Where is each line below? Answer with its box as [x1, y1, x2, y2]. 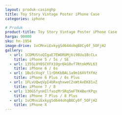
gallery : [5, 47, 23, 53]
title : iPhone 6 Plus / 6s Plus [14, 75, 80, 80]
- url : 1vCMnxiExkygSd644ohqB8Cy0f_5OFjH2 [9, 98, 98, 103]
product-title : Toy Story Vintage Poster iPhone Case [5, 30, 118, 35]
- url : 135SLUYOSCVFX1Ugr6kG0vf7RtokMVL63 [9, 62, 98, 67]
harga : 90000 [5, 34, 32, 39]
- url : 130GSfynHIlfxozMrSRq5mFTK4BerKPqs [9, 89, 98, 93]
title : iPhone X [14, 102, 48, 108]
